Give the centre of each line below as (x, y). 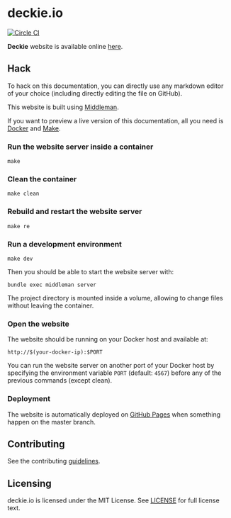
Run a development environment (65, 244)
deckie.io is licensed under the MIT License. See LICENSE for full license (113, 500)
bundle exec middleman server (52, 285)
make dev (20, 259)
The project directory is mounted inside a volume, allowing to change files (115, 298)
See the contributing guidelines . (54, 461)
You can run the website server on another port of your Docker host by (111, 366)
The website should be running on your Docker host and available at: (108, 339)
